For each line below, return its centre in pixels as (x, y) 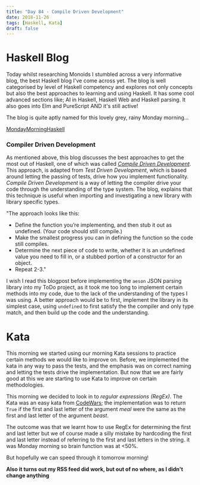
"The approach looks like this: (43, 214)
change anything (28, 475)
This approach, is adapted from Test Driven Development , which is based (96, 170)
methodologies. (25, 385)
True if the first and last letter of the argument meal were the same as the (96, 409)
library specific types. (33, 202)
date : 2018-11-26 (28, 17)
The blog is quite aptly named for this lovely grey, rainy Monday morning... (98, 118)
